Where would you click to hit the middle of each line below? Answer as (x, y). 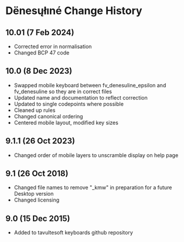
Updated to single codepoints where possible (69, 104)
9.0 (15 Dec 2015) (38, 218)
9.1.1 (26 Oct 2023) (40, 141)
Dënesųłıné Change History (74, 11)
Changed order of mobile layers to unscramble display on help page (96, 155)
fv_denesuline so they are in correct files (63, 91)
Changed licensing (37, 200)
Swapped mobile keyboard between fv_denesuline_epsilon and (90, 85)
